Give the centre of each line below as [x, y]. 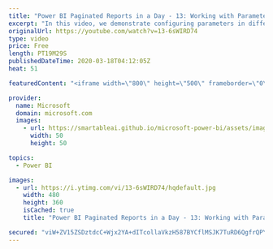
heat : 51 [23, 69]
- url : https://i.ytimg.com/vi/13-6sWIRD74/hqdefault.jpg [116, 187]
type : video [28, 39]
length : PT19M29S [38, 54]
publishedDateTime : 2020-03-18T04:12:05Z [80, 62]
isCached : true [49, 210]
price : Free [28, 46]
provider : [25, 98]
